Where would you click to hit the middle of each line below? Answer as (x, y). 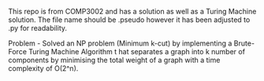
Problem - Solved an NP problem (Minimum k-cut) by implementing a (120, 43)
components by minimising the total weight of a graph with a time (114, 60)
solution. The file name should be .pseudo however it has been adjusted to (129, 20)
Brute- (244, 43)
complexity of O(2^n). (43, 68)
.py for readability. (38, 28)
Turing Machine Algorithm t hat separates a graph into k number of (137, 52)
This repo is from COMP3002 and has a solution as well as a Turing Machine (132, 11)
